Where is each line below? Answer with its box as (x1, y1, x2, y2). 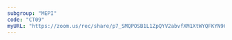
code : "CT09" (7, 16, 45, 23)
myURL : (7, 22, 26, 29)
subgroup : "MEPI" (7, 9, 57, 17)
